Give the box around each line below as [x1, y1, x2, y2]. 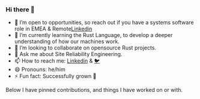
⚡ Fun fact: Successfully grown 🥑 [14, 73, 97, 80]
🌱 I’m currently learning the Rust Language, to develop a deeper [14, 32, 173, 39]
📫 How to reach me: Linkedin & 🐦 [14, 57, 100, 64]
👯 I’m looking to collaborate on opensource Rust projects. [14, 44, 157, 51]
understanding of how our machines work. [14, 38, 120, 45]
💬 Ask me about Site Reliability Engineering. [14, 51, 123, 58]
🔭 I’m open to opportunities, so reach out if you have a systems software [14, 19, 194, 26]
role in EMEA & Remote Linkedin [14, 25, 92, 32]
